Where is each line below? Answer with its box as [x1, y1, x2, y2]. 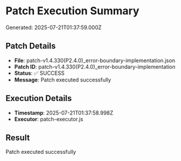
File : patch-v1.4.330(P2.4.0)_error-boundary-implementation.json [14, 56, 176, 64]
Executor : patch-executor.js [14, 115, 84, 122]
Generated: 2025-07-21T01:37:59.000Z [5, 24, 102, 31]
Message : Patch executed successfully [14, 76, 111, 83]
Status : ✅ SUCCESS [14, 70, 65, 77]
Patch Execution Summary [5, 4, 139, 18]
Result [5, 132, 30, 143]
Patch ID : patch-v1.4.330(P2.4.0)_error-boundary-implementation [14, 63, 176, 70]
